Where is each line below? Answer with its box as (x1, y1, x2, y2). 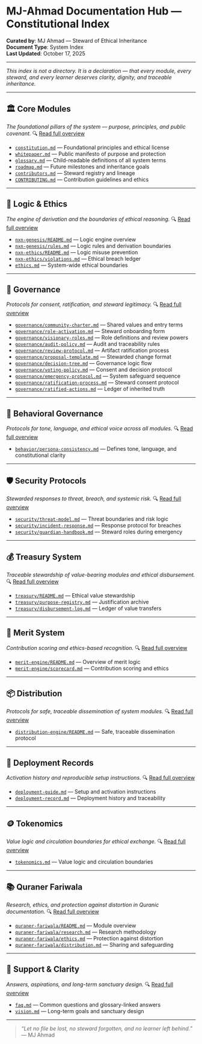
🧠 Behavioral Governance (6, 409, 103, 419)
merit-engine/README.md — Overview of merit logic (14, 658, 141, 665)
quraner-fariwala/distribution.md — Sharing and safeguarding (14, 941, 174, 948)
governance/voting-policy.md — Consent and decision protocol (14, 366, 173, 374)
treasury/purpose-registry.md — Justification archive (14, 598, 149, 605)
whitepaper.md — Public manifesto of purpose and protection (14, 150, 167, 158)
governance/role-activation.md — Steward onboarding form (14, 328, 165, 335)
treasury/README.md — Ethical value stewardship (14, 591, 135, 599)
